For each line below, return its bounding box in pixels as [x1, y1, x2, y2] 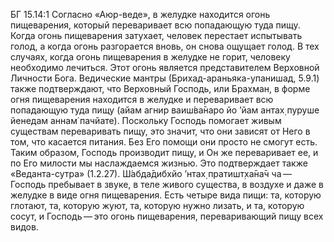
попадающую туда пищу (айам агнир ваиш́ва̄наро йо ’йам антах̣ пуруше [10, 104, 320, 116]
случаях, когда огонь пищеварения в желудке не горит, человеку [10, 51, 291, 63]
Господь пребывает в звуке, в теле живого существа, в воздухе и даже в [10, 179, 324, 190]
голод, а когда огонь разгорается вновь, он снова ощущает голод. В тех [10, 40, 320, 52]
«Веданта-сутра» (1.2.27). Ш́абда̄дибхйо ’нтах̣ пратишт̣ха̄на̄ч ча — [10, 168, 293, 179]
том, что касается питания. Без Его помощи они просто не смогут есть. [10, 136, 318, 148]
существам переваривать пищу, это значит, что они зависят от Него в [10, 125, 311, 137]
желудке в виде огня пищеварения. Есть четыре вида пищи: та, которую [10, 189, 322, 201]
